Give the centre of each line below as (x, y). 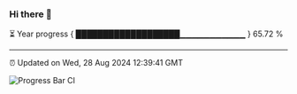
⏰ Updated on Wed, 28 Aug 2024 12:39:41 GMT (96, 63)
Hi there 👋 (31, 14)
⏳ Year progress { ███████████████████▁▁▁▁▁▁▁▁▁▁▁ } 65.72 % (146, 34)
